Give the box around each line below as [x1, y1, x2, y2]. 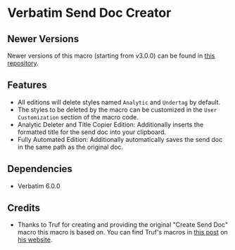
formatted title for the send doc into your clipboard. [17, 128, 167, 136]
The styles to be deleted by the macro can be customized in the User [17, 105, 217, 114]
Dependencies [7, 163, 72, 175]
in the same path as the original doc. [17, 143, 124, 151]
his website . [17, 235, 53, 244]
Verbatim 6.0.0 [17, 181, 61, 190]
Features [7, 79, 47, 91]
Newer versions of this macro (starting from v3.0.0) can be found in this [7, 51, 215, 60]
